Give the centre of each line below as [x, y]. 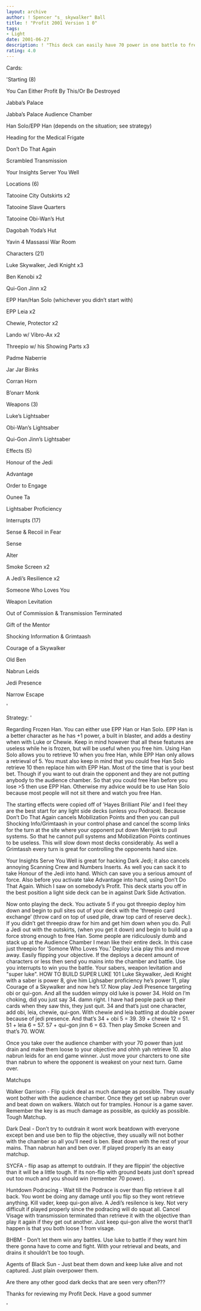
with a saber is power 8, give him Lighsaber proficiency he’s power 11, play [98, 980]
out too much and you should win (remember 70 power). [76, 1178]
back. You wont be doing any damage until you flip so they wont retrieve [95, 1196]
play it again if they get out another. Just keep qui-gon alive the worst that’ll [99, 1222]
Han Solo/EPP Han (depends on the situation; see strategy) [79, 126]
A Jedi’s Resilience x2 [33, 578]
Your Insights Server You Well [43, 172]
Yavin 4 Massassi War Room [41, 242]
